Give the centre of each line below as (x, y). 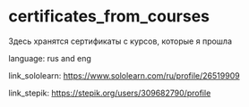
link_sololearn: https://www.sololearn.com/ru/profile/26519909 (124, 75)
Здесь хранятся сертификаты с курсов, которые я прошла (120, 41)
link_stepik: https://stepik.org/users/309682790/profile (110, 93)
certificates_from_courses (109, 16)
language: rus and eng (50, 58)
